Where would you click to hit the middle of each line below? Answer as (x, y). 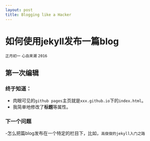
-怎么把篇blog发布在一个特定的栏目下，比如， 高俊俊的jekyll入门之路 (75, 133)
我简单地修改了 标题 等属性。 (42, 107)
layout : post (19, 10)
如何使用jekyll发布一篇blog (62, 41)
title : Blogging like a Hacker (38, 15)
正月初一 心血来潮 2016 (26, 56)
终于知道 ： (18, 88)
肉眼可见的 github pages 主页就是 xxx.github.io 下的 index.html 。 (79, 101)
